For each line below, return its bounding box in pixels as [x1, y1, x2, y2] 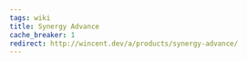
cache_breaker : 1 [9, 30, 76, 39]
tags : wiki [9, 13, 51, 23]
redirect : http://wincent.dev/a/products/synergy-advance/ [9, 38, 239, 48]
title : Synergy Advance [9, 22, 100, 31]
